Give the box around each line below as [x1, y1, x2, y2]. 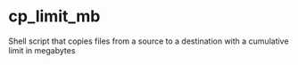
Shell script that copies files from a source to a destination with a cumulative [8, 36, 289, 46]
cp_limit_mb [8, 6, 101, 27]
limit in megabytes [8, 45, 76, 55]
